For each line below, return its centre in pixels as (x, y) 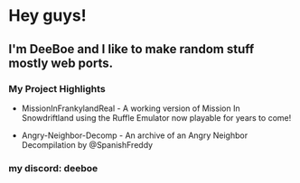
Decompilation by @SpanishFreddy (87, 144)
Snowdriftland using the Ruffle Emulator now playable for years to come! (156, 117)
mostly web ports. (61, 63)
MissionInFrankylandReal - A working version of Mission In (131, 108)
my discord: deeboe (53, 168)
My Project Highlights (57, 88)
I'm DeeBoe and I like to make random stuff (131, 49)
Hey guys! (47, 16)
